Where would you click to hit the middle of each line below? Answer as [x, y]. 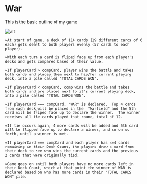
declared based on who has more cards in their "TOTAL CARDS [68, 172]
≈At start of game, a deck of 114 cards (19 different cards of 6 [74, 40]
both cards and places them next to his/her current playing [68, 74]
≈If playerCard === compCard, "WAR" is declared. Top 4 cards [71, 104]
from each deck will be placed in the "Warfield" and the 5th [71, 108]
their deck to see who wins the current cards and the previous [72, 151]
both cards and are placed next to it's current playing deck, [71, 91]
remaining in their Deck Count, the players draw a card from [69, 147]
